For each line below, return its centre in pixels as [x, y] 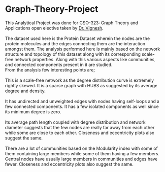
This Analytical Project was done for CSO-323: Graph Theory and [72, 23]
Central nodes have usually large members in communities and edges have [81, 159]
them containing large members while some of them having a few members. [82, 153]
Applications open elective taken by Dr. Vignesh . [54, 28]
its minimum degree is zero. [33, 111]
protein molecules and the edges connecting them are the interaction [75, 43]
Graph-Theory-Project [52, 9]
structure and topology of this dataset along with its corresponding [73, 54]
